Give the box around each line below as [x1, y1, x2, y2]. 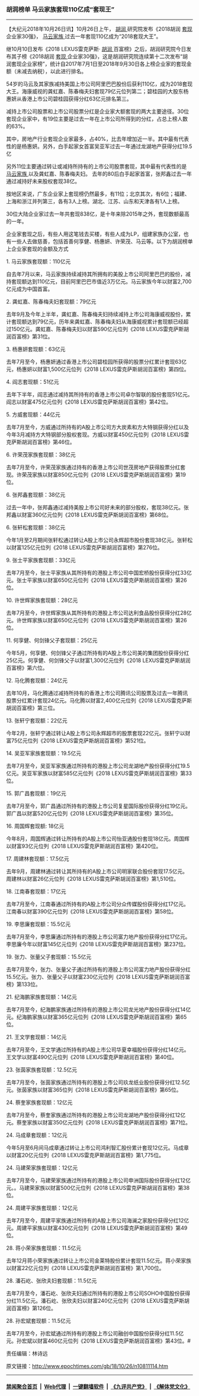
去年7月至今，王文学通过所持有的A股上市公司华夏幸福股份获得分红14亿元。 [6, 1046, 190, 1053]
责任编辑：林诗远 [6, 1350, 48, 1357]
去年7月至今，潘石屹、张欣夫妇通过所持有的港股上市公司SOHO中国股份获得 [6, 1290, 191, 1297]
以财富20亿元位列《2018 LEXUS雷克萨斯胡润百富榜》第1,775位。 [6, 1152, 165, 1159]
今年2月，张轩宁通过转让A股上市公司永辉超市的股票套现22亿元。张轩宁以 [6, 730, 185, 737]
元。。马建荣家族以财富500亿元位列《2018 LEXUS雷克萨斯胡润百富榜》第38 [6, 1184, 190, 1192]
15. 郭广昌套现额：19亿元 [6, 790, 66, 797]
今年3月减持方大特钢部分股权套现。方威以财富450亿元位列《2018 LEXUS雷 [6, 431, 190, 438]
